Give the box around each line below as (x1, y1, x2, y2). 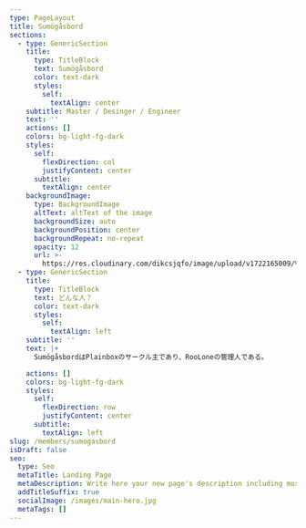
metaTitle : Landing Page (17, 471, 112, 480)
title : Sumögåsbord (9, 22, 84, 31)
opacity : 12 (33, 243, 79, 252)
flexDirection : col (42, 157, 117, 167)
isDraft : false (9, 445, 67, 454)
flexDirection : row (42, 403, 117, 412)
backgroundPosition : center (33, 225, 141, 234)
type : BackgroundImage (33, 200, 120, 210)
